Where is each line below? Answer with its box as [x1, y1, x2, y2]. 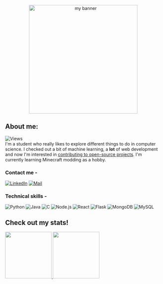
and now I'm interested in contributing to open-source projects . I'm [5, 151, 142, 157]
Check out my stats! [5, 218, 68, 227]
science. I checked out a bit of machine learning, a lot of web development [5, 146, 158, 152]
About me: [5, 122, 39, 131]
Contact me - [5, 169, 38, 176]
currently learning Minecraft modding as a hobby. [5, 156, 107, 162]
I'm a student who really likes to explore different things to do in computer [5, 141, 156, 146]
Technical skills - [5, 193, 47, 200]
